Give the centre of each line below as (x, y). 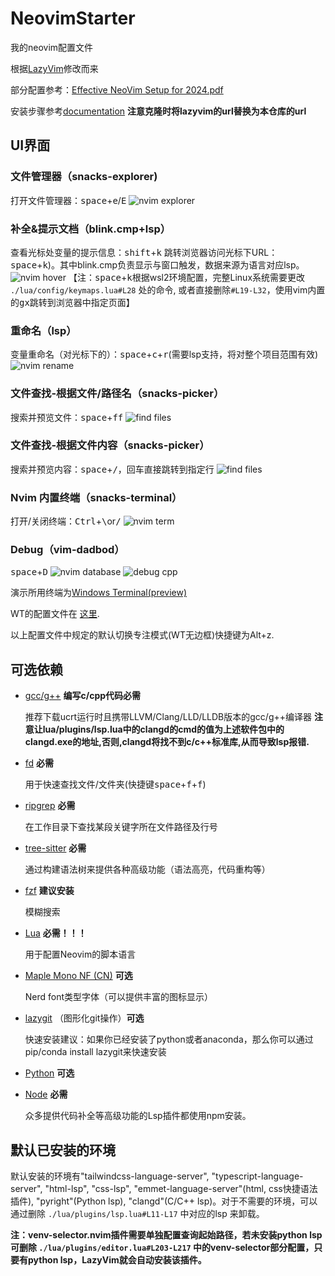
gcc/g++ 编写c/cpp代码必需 (83, 696)
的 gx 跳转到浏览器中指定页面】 (72, 302)
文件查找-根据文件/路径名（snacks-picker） (117, 394)
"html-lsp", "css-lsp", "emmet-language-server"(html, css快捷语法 (181, 1189)
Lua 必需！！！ (55, 933)
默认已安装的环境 (63, 1150)
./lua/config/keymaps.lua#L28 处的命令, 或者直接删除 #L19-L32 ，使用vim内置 (168, 289)
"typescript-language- (257, 1176)
